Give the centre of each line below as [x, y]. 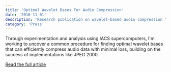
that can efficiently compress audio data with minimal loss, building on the [83, 49]
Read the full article [26, 64]
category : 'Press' [25, 24]
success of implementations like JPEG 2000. [52, 55]
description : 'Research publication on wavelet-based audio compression [84, 19]
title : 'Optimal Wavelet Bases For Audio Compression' [65, 10]
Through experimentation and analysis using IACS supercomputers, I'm [80, 39]
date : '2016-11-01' [26, 15]
